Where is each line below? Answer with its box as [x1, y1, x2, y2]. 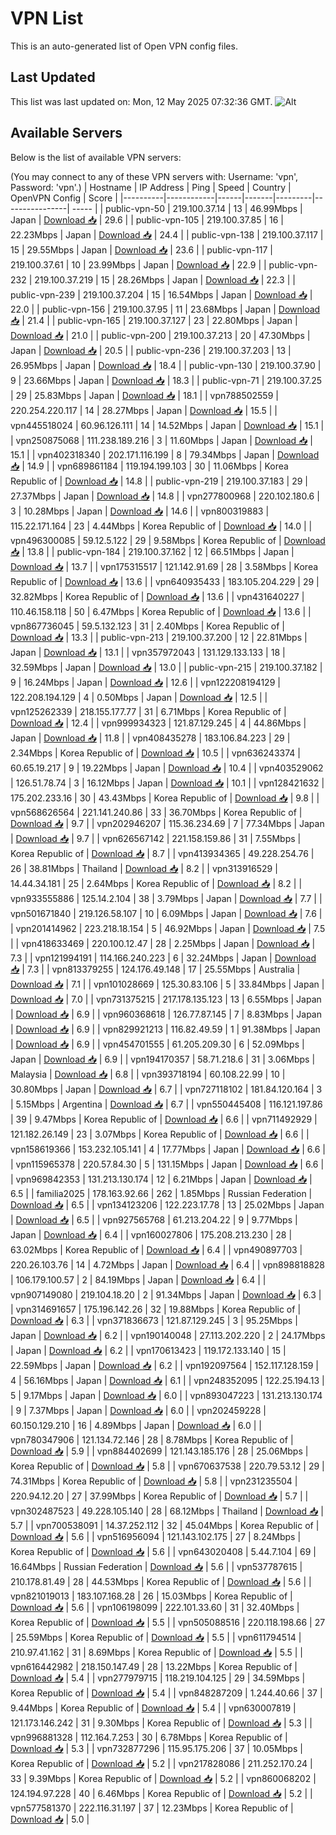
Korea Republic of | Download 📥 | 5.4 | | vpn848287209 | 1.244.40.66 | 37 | [10, 1687, 323, 1699]
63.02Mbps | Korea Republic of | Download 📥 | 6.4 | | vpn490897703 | [10, 1243, 303, 1256]
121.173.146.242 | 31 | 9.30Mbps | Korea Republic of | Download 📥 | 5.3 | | [10, 1717, 313, 1729]
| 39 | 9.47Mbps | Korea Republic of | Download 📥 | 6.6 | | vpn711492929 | [10, 1113, 318, 1125]
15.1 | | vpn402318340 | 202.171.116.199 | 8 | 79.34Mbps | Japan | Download [10, 448, 320, 461]
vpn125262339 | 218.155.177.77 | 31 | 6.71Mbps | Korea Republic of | [10, 705, 287, 717]
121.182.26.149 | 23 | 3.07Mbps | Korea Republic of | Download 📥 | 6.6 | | [10, 1128, 310, 1140]
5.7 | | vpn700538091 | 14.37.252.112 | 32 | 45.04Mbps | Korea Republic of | [10, 1519, 320, 1531]
